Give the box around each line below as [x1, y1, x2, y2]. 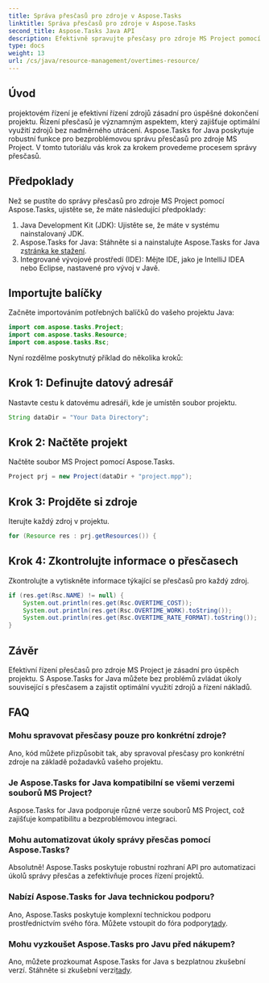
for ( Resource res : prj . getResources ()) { [8, 532, 157, 541]
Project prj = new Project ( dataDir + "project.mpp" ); [8, 473, 193, 481]
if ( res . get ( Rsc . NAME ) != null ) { [8, 591, 125, 600]
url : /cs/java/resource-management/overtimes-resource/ [8, 57, 200, 65]
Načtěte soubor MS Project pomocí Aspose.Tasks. [8, 457, 176, 466]
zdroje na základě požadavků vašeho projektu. [8, 756, 163, 767]
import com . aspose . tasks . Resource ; [8, 331, 128, 339]
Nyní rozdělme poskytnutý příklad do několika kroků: [8, 353, 184, 362]
